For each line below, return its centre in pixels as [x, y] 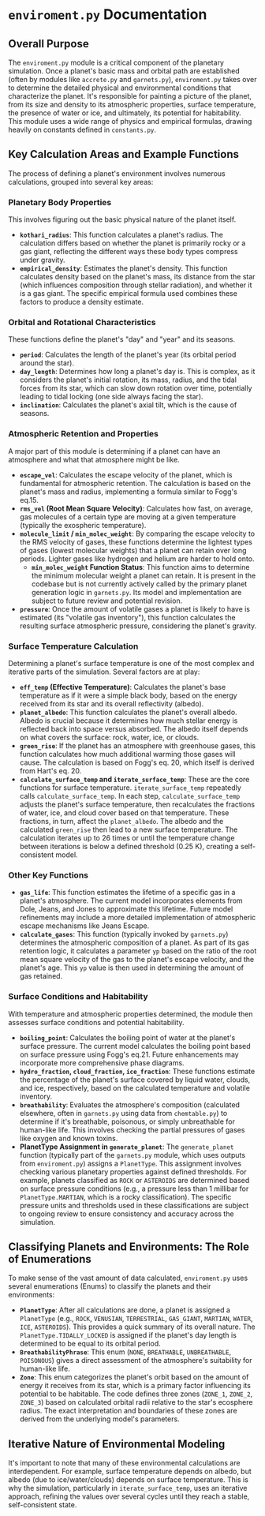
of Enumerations [50, 1259]
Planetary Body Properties [60, 202]
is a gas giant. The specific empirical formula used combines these [129, 294]
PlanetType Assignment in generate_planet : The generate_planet [127, 1147]
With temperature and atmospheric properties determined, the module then [131, 1014]
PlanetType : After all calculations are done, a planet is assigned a [125, 1310]
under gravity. [42, 260]
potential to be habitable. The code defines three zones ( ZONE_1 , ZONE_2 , [136, 1394]
